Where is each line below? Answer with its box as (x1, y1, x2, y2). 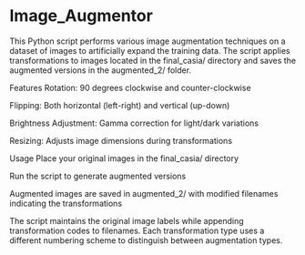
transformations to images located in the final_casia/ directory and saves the (9, 55, 297, 66)
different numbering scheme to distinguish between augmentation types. (9, 234, 283, 246)
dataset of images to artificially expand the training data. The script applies (9, 45, 290, 56)
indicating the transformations (9, 198, 123, 209)
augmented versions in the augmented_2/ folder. (9, 65, 192, 76)
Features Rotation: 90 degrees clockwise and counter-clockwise (9, 82, 252, 93)
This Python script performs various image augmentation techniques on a (9, 36, 286, 46)
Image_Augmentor (9, 5, 153, 26)
